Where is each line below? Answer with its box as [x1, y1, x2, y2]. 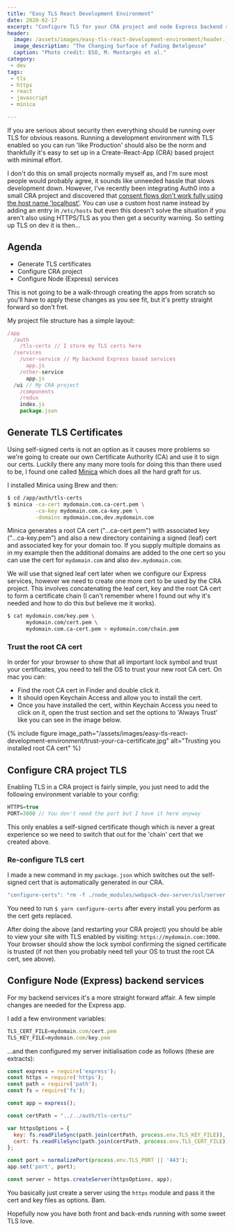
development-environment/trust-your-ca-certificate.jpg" [7, 736, 169, 745]
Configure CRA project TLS [7, 764, 127, 776]
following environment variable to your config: [7, 790, 139, 798]
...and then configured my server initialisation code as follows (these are [7, 1046, 214, 1055]
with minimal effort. [7, 155, 63, 164]
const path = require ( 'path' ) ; [7, 1081, 98, 1087]
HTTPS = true [7, 804, 39, 811]
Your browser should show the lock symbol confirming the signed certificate [7, 940, 227, 948]
